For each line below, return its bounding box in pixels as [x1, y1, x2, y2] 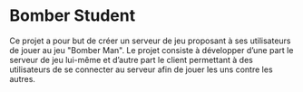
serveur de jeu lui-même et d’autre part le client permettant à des [9, 54, 254, 65]
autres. [9, 73, 36, 84]
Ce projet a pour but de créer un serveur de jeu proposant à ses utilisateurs [9, 35, 291, 46]
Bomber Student [9, 5, 136, 26]
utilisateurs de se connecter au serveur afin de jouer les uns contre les [9, 64, 274, 75]
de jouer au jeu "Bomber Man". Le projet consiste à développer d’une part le [9, 44, 294, 55]
